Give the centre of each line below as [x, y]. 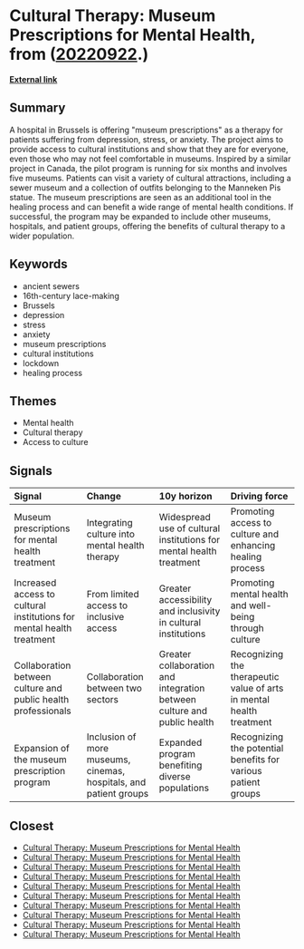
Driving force [259, 497]
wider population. [42, 236]
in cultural [180, 623]
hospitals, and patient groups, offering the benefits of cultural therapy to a [147, 226]
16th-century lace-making [71, 295]
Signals [31, 471]
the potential [257, 749]
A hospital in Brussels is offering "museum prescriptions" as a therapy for [146, 130]
